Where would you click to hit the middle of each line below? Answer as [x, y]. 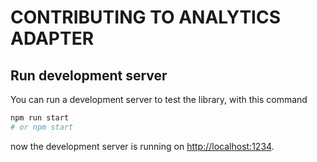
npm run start [40, 118]
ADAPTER [52, 38]
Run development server [89, 75]
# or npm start [42, 127]
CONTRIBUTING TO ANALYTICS [145, 17]
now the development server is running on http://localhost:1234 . [142, 146]
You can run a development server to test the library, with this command [159, 99]
